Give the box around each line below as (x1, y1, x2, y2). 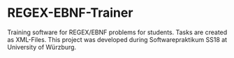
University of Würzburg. (7, 43, 77, 51)
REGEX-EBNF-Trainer (7, 5, 133, 21)
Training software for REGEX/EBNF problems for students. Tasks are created (7, 28, 228, 36)
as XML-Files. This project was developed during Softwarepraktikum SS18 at (7, 35, 228, 43)
